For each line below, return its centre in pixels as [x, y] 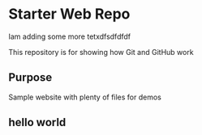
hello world [37, 122]
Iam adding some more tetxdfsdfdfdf [70, 36]
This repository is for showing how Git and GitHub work [101, 52]
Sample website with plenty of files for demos [85, 97]
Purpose [30, 78]
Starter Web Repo [69, 14]
